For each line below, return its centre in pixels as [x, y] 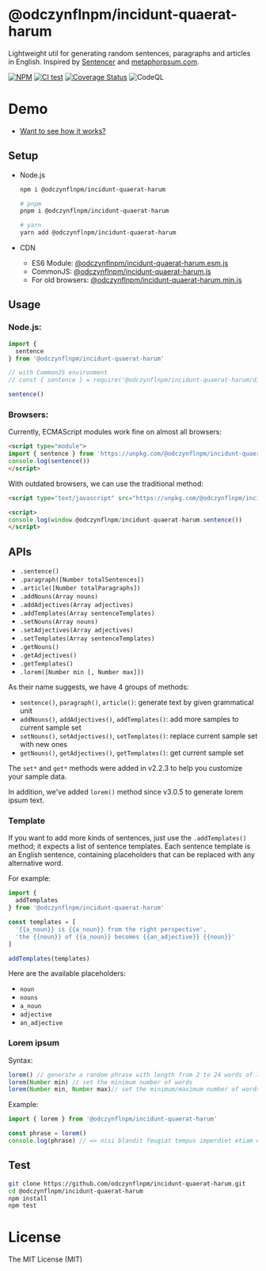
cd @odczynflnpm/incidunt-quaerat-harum [76, 1191]
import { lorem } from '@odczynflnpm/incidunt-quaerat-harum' [113, 1119]
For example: [30, 878]
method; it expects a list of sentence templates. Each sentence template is [129, 846]
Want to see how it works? [63, 131]
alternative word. [36, 863]
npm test [23, 1206]
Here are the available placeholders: [67, 973]
